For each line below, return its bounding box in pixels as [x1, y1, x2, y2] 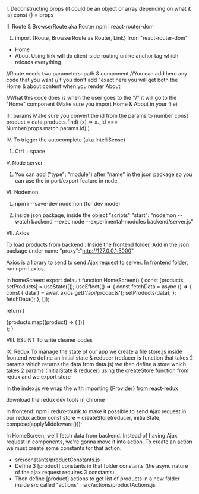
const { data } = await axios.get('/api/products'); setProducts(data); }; [6, 290, 176, 296]
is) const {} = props [6, 11, 54, 18]
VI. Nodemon [6, 188, 39, 196]
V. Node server [6, 159, 43, 166]
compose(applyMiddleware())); [6, 420, 83, 427]
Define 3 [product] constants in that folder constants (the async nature [14, 462, 188, 469]
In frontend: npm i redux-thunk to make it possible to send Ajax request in [6, 408, 187, 415]
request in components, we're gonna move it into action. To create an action [6, 438, 193, 445]
